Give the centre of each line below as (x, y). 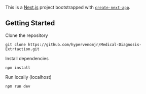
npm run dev (18, 86)
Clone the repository (27, 35)
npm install (18, 68)
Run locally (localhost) (28, 77)
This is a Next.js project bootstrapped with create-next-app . (68, 7)
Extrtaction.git (22, 49)
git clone (16, 44)
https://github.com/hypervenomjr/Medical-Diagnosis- (85, 44)
